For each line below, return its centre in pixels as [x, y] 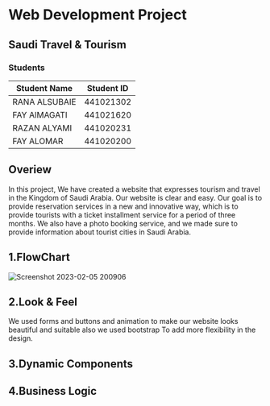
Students [27, 68]
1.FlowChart [39, 257]
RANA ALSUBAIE [44, 101]
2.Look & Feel [43, 302]
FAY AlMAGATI [40, 114]
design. [21, 338]
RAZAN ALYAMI [42, 128]
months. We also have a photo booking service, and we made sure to [123, 223]
